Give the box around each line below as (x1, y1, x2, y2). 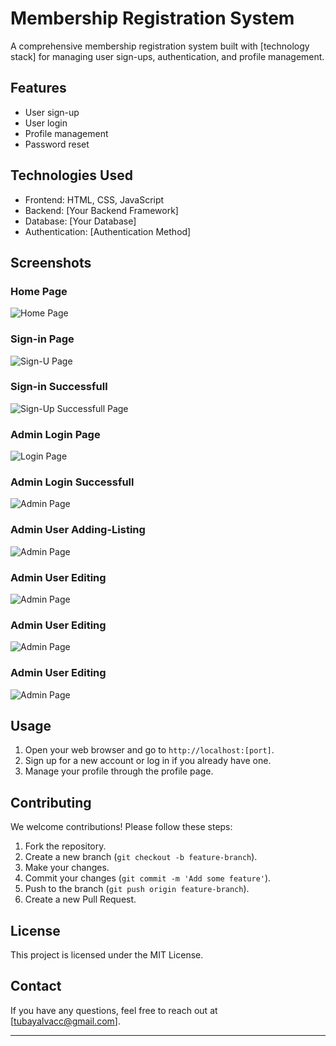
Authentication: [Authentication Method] (24, 225, 192, 237)
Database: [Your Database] (24, 215, 137, 227)
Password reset (24, 138, 90, 150)
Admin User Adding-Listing (10, 523, 146, 537)
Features (10, 80, 67, 97)
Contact (10, 978, 62, 995)
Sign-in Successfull (10, 380, 108, 394)
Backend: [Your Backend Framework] (24, 204, 179, 216)
